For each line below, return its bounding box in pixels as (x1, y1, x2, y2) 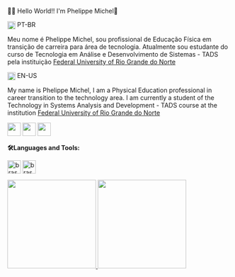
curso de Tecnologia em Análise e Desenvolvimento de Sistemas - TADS (7, 50, 219, 59)
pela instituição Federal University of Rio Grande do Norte (7, 57, 176, 67)
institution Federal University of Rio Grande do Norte (7, 108, 161, 117)
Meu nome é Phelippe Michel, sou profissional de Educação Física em (7, 35, 212, 44)
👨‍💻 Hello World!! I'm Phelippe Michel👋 (7, 7, 118, 15)
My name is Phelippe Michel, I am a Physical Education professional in (7, 86, 212, 95)
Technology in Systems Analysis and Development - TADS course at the (7, 101, 218, 110)
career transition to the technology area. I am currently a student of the (7, 94, 214, 102)
